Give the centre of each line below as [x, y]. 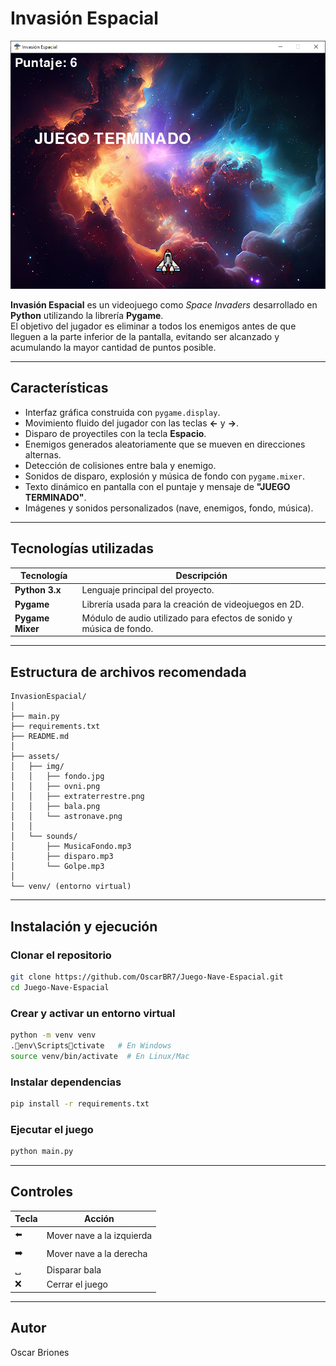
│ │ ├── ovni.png [55, 787]
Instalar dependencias [66, 1082]
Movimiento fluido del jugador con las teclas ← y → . [132, 423]
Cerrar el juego [77, 1284]
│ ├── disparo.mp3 [62, 857]
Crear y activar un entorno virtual [93, 1013]
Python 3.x [38, 590]
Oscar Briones [40, 1352]
